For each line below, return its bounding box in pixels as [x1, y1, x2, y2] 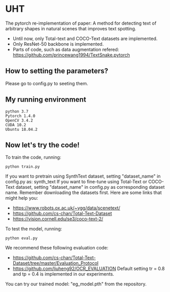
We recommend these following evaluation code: [5, 245, 109, 251]
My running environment [5, 95, 87, 104]
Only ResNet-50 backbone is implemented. [12, 41, 104, 47]
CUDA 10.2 [5, 122, 27, 127]
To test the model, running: [5, 226, 62, 232]
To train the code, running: [5, 154, 61, 161]
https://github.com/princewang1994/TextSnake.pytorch [12, 52, 131, 58]
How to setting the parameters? [5, 67, 109, 75]
